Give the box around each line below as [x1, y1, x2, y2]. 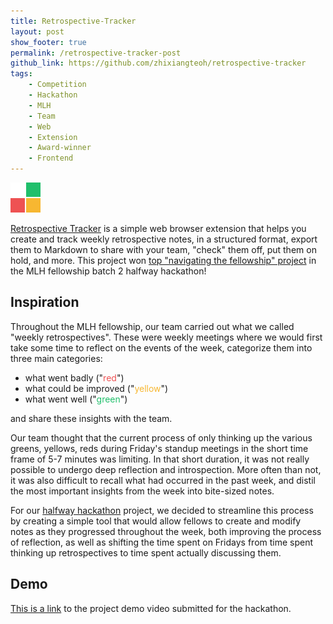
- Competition [28, 80, 87, 90]
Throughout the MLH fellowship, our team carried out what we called [10, 320, 295, 332]
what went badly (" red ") [24, 371, 125, 384]
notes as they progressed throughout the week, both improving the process [10, 525, 322, 537]
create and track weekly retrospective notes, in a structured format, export [10, 233, 318, 245]
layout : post [10, 26, 65, 37]
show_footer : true [10, 37, 87, 47]
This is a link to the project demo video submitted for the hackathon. [10, 602, 292, 614]
